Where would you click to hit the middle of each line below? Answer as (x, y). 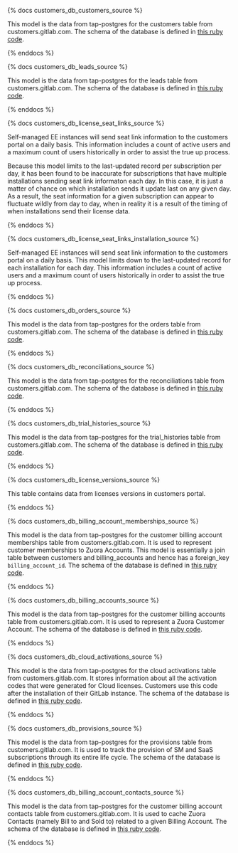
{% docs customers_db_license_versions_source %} (84, 480)
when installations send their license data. (69, 211)
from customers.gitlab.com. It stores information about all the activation (112, 678)
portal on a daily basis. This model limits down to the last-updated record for (119, 260)
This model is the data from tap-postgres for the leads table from (102, 80)
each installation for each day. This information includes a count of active (115, 267)
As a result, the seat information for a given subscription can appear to (111, 196)
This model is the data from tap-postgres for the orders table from (104, 324)
